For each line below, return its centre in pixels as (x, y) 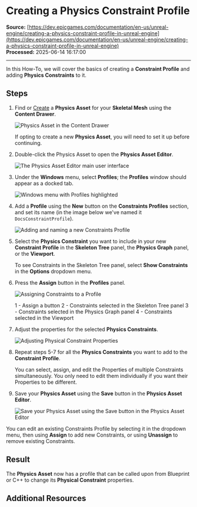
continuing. (28, 143)
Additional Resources (46, 498)
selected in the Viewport (44, 317)
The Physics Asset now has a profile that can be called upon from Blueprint (98, 474)
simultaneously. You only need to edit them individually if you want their (101, 376)
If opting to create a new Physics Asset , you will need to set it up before (102, 137)
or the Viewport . (35, 253)
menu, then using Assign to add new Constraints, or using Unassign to (92, 435)
